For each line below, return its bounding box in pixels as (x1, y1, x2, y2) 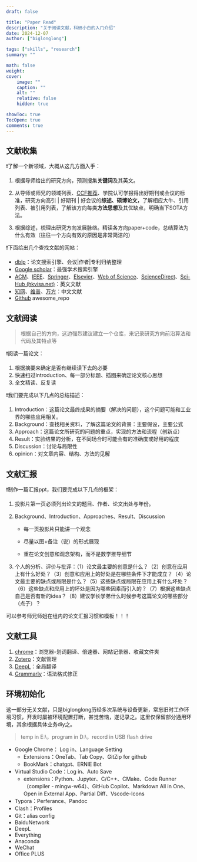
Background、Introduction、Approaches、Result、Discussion (14, 513, 165, 520)
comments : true (6, 122, 44, 129)
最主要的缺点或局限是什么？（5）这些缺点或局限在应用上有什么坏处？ (19, 578, 188, 585)
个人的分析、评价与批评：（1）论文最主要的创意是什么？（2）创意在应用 (14, 563, 188, 570)
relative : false (16, 96, 57, 101)
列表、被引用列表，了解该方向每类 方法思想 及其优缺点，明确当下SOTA (14, 204, 183, 211)
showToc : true (6, 112, 41, 117)
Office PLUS (14, 850, 45, 857)
